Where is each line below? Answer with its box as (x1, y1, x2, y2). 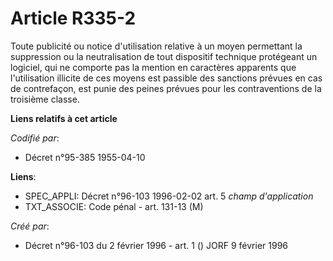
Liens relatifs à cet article (10, 112, 118, 124)
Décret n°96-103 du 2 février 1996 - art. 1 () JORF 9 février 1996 (24, 239, 289, 251)
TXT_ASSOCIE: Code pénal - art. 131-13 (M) (24, 200, 204, 212)
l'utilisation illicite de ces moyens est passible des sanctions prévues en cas (10, 72, 323, 84)
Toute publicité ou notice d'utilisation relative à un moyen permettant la (10, 40, 303, 52)
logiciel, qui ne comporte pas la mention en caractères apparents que (10, 61, 297, 73)
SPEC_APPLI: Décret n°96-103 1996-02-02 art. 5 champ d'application (24, 190, 314, 202)
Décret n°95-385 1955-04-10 (24, 151, 146, 163)
